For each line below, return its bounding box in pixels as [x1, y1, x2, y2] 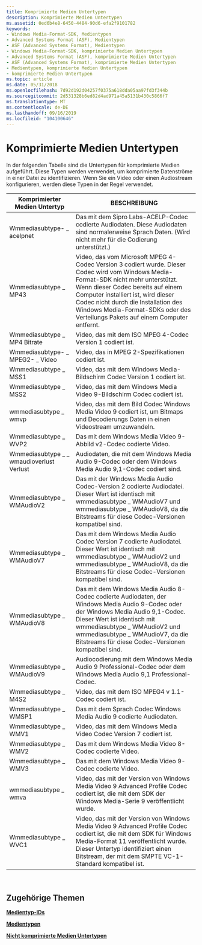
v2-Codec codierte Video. [95, 440, 170, 449]
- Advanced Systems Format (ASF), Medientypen [6, 37, 125, 43]
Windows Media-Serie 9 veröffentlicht [75, 797, 185, 806]
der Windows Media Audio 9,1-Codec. [75, 607, 186, 616]
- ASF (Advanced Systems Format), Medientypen [6, 43, 125, 49]
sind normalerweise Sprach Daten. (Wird [75, 228, 191, 236]
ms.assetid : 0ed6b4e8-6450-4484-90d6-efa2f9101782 [6, 20, 136, 26]
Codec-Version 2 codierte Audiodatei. [75, 482, 185, 491]
